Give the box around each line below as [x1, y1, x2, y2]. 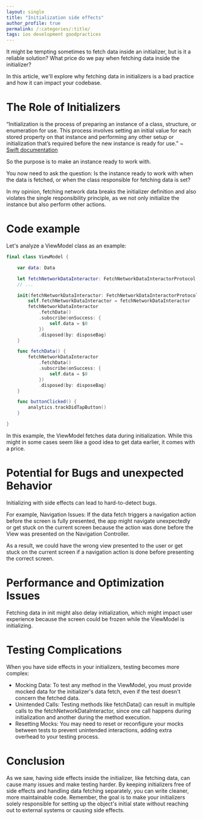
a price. [6, 445, 25, 452]
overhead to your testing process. [14, 733, 100, 740]
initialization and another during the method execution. [14, 713, 151, 721]
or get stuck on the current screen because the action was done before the [6, 523, 193, 531]
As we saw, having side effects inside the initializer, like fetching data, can [6, 774, 190, 781]
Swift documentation [6, 146, 59, 153]
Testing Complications [6, 643, 122, 657]
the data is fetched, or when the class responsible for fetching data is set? [6, 176, 191, 184]
